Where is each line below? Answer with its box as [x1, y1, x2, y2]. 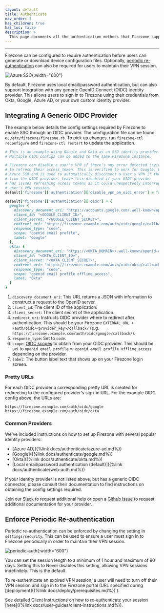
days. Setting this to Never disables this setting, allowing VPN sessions [5, 563, 148, 569]
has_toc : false [5, 25, 36, 30]
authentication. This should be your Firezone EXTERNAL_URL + [12, 320, 134, 326]
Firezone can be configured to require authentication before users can [5, 52, 146, 58]
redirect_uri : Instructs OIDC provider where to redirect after [12, 315, 135, 320]
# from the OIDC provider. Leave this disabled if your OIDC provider [5, 176, 152, 181]
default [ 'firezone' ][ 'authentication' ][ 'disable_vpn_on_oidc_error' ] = [5, 190, 154, 195]
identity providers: [5, 436, 42, 442]
